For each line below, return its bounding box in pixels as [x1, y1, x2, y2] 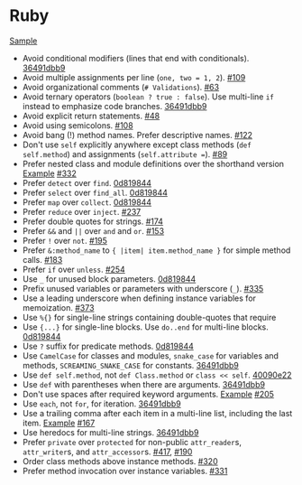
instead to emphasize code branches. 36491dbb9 [22, 100, 207, 111]
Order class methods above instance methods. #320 [22, 455, 218, 466]
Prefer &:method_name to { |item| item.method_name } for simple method [22, 245, 291, 256]
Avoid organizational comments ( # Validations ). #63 [22, 81, 219, 92]
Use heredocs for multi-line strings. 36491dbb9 [22, 426, 199, 438]
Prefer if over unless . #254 [22, 264, 126, 275]
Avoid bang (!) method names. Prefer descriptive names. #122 [22, 129, 253, 140]
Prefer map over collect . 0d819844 [22, 196, 151, 208]
